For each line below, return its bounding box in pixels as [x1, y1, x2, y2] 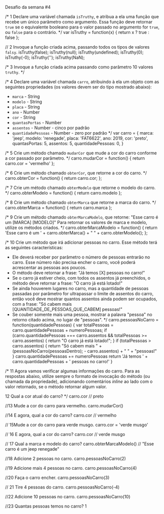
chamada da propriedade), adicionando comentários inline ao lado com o [5, 378, 153, 384]
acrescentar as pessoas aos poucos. [12, 265, 87, 270]
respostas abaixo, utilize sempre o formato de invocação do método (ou [5, 373, 150, 379]
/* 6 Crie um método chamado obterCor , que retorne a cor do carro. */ [5, 170, 147, 176]
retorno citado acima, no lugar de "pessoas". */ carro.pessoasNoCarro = [12, 317, 159, 322]
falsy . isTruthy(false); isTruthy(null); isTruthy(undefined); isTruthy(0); [5, 49, 144, 55]
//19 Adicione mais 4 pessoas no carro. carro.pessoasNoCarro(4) [5, 465, 137, 471]
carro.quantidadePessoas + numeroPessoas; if [12, 327, 107, 333]
